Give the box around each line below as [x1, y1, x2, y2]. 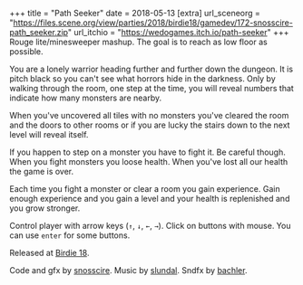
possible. [9, 46, 44, 57]
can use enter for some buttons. [9, 230, 131, 241]
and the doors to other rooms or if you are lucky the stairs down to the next [9, 119, 290, 130]
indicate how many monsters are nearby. [9, 92, 162, 103]
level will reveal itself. [9, 129, 89, 139]
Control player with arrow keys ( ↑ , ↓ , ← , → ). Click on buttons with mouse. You [9, 221, 291, 231]
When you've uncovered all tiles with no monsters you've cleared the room [9, 110, 289, 120]
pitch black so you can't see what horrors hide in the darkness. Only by [9, 73, 277, 84]
